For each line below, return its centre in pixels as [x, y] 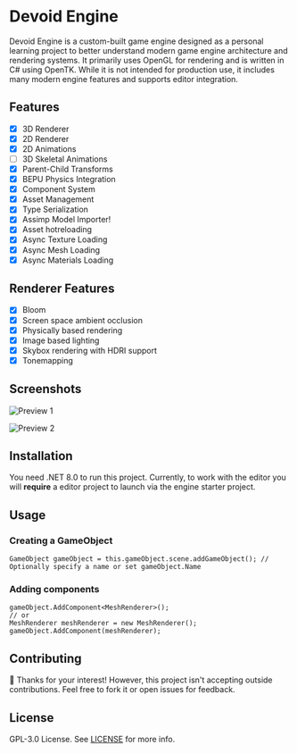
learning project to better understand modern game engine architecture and [148, 50]
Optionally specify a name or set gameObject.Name [105, 567]
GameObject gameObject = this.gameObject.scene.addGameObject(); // [139, 559]
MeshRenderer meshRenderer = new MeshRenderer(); [103, 623]
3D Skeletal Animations [65, 159]
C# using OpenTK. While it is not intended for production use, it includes [142, 70]
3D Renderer [45, 129]
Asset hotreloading [57, 230]
